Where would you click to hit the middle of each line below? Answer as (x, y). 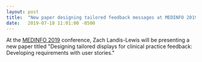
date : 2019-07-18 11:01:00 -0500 (51, 23)
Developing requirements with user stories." (61, 53)
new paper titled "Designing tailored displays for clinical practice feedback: (99, 46)
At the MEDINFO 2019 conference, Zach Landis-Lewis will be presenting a (98, 40)
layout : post (23, 12)
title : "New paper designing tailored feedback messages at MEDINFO (95, 17)
